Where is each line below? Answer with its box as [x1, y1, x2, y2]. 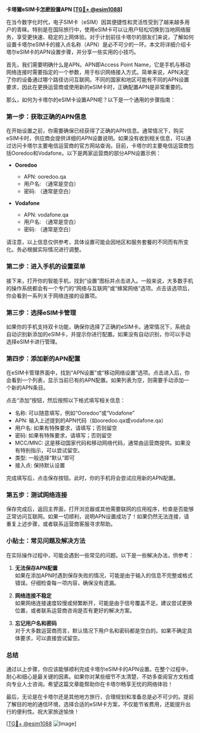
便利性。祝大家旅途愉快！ [16, 708, 79, 716]
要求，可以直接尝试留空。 [20, 634, 83, 642]
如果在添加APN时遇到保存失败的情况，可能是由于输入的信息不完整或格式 [14, 572, 193, 579]
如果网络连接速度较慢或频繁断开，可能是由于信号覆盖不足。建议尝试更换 [14, 599, 192, 606]
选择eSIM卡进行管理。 [6, 338, 61, 345]
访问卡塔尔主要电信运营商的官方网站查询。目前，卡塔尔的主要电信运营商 [11, 142, 189, 149]
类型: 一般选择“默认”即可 [14, 454, 76, 462]
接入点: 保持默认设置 [14, 462, 65, 469]
